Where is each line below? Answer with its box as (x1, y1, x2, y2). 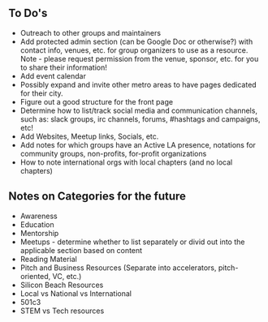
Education (19, 219, 54, 230)
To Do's (8, 6, 48, 20)
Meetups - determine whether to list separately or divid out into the (19, 237, 245, 247)
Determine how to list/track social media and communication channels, (19, 105, 258, 115)
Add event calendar (19, 71, 87, 80)
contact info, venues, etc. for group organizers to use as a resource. (19, 45, 249, 55)
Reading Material (19, 254, 77, 264)
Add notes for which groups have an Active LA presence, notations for (19, 140, 256, 149)
